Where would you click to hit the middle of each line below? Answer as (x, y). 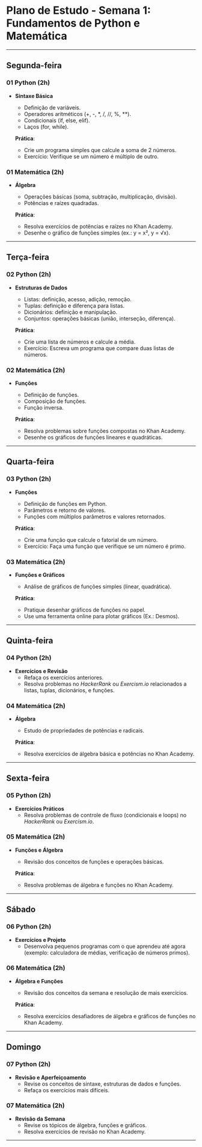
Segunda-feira (34, 66)
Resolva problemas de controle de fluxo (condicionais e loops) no (105, 815)
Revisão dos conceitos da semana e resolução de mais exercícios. (106, 992)
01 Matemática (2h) (35, 172)
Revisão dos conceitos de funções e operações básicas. (94, 861)
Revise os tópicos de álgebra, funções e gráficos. (85, 1125)
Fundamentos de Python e (73, 23)
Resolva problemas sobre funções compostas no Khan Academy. (105, 431)
